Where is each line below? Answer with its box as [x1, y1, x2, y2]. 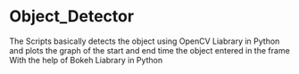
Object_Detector [9, 6, 135, 27]
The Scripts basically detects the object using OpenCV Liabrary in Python [9, 36, 280, 46]
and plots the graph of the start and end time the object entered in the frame [9, 45, 290, 55]
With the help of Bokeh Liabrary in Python [9, 54, 163, 65]
